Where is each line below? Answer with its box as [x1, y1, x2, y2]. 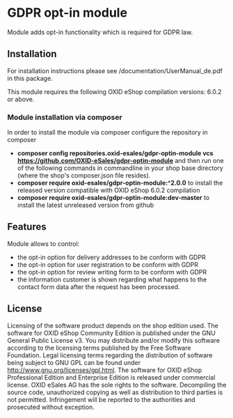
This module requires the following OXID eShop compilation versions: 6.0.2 [7, 87, 222, 95]
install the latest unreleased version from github [17, 201, 154, 210]
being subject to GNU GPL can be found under [7, 358, 141, 366]
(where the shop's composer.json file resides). [17, 171, 151, 180]
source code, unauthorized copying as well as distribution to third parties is [7, 388, 223, 396]
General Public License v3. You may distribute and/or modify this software [7, 336, 220, 344]
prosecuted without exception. [7, 403, 95, 411]
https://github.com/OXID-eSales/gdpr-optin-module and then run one [17, 157, 224, 165]
